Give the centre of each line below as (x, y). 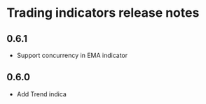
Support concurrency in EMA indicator (72, 55)
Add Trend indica (42, 94)
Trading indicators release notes (103, 13)
